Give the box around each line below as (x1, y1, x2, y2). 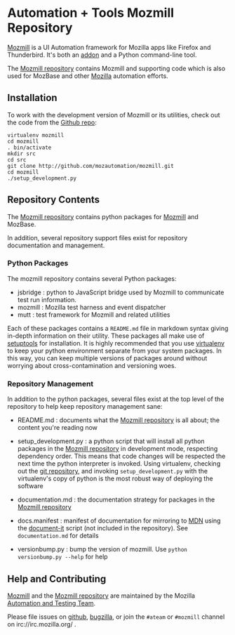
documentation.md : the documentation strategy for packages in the (17, 495, 215, 504)
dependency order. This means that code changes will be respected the (17, 452, 226, 461)
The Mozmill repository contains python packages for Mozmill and (7, 212, 199, 221)
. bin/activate (7, 144, 52, 151)
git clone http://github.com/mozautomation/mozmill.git (7, 162, 174, 169)
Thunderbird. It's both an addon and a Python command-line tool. (7, 51, 197, 59)
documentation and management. (7, 241, 105, 249)
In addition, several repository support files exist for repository (7, 233, 188, 242)
